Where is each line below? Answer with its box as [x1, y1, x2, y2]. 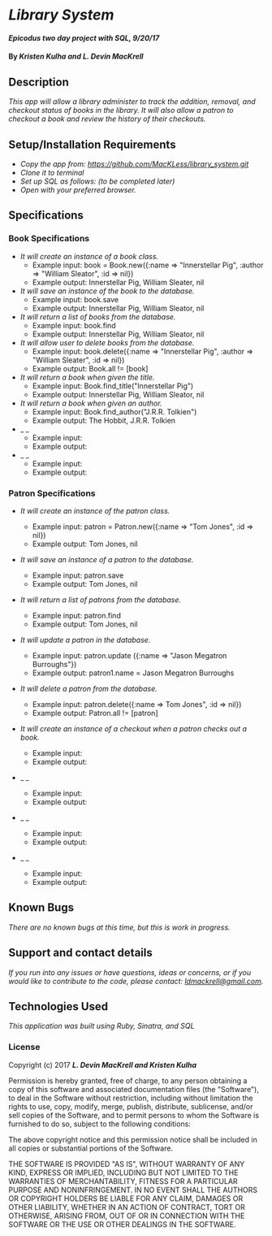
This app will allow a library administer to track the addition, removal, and [8, 97, 256, 106]
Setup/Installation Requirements [8, 137, 176, 151]
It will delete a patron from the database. [19, 683, 158, 693]
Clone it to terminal [19, 168, 84, 177]
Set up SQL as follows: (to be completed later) [19, 176, 175, 186]
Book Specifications [8, 233, 90, 245]
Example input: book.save [32, 294, 119, 304]
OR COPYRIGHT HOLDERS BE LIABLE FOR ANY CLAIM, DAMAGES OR [8, 1193, 244, 1203]
